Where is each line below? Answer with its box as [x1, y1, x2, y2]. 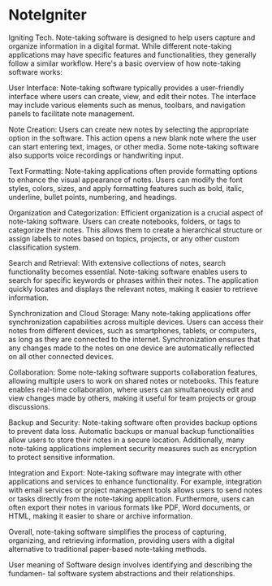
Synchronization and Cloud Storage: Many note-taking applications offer [8, 308, 252, 318]
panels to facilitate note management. [8, 108, 136, 119]
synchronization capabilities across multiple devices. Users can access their [8, 317, 264, 327]
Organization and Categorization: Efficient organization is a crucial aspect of [8, 207, 264, 217]
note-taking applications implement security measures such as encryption [8, 443, 257, 453]
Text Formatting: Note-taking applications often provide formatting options [8, 166, 258, 176]
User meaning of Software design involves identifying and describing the [8, 559, 253, 570]
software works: [8, 67, 63, 76]
